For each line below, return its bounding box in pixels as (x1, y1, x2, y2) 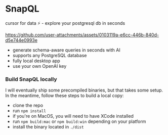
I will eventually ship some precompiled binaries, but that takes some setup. (5, 87, 163, 94)
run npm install (12, 108, 47, 114)
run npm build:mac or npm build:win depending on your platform (12, 118, 146, 124)
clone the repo (12, 102, 44, 109)
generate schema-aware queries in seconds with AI (12, 47, 120, 53)
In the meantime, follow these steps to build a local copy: (5, 93, 124, 99)
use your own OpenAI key (12, 63, 67, 69)
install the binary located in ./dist (12, 124, 84, 130)
